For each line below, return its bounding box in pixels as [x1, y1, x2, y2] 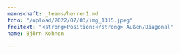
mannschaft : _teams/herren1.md [7, 10, 99, 18]
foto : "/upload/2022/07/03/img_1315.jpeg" [7, 17, 133, 24]
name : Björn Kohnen [7, 29, 64, 37]
